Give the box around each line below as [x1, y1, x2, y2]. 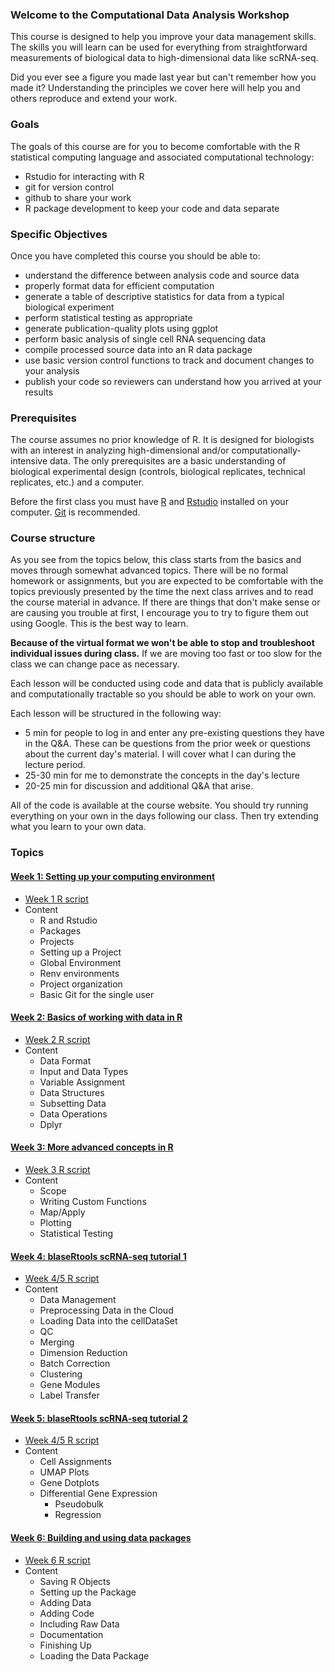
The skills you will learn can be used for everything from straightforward [10, 41, 308, 53]
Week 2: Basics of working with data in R [10, 1011, 183, 1023]
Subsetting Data [39, 1097, 107, 1109]
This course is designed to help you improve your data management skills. [10, 31, 317, 43]
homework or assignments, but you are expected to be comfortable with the [10, 575, 324, 587]
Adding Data [39, 1596, 92, 1608]
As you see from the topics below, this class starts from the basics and [10, 554, 302, 566]
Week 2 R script [24, 1033, 91, 1045]
